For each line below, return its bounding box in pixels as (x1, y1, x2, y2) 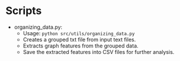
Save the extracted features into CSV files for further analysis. (22, 48, 175, 55)
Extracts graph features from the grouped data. (22, 42, 139, 49)
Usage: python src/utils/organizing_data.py (22, 29, 135, 36)
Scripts (5, 4, 42, 18)
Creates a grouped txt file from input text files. (22, 36, 136, 43)
